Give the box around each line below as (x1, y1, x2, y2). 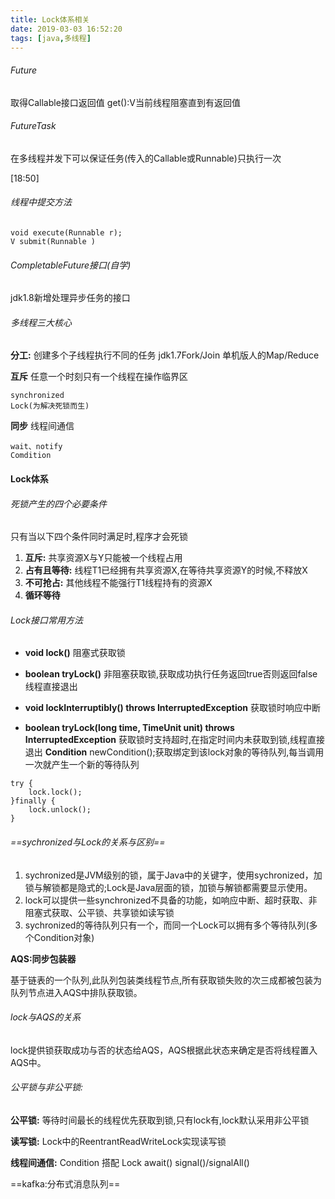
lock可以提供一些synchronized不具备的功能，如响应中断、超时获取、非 (24, 894, 318, 906)
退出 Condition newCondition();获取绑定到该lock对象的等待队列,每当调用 (24, 746, 325, 758)
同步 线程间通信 (10, 420, 75, 432)
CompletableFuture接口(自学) (10, 259, 132, 271)
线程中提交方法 (10, 196, 72, 208)
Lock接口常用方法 (10, 614, 84, 626)
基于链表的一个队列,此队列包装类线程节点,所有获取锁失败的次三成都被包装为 (10, 974, 323, 986)
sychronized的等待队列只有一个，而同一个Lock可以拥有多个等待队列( (24, 919, 310, 931)
